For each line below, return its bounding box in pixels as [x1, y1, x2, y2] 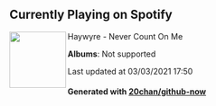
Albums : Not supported [67, 49, 156, 59]
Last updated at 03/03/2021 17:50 [67, 66, 193, 76]
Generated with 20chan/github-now [67, 86, 207, 97]
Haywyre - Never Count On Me [67, 31, 183, 41]
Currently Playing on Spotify [9, 7, 174, 22]
